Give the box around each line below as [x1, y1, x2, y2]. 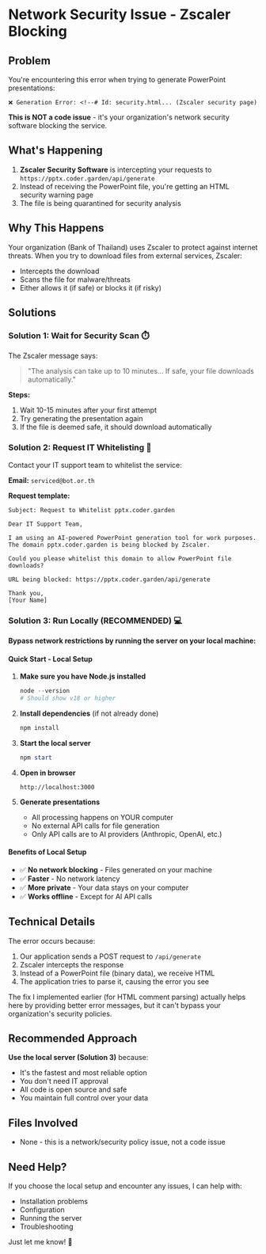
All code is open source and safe [19, 1085, 127, 1094]
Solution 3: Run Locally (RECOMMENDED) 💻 [8, 615, 182, 626]
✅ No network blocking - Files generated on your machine [19, 864, 212, 874]
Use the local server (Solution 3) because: [8, 1053, 149, 1062]
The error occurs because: [8, 936, 96, 945]
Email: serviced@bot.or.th [8, 475, 95, 484]
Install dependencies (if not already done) [19, 709, 159, 718]
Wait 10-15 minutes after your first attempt [19, 405, 157, 415]
